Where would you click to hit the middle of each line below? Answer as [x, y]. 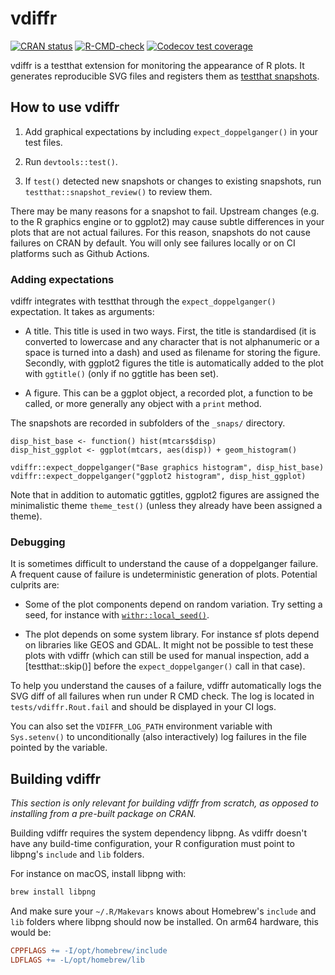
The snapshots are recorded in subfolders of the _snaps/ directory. [148, 423]
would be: [31, 933]
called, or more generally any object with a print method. [143, 404]
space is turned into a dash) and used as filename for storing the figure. [172, 353]
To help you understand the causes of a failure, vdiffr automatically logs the [166, 686]
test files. [43, 142]
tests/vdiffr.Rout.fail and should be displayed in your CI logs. [143, 707]
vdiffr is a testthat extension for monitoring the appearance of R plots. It [157, 65]
